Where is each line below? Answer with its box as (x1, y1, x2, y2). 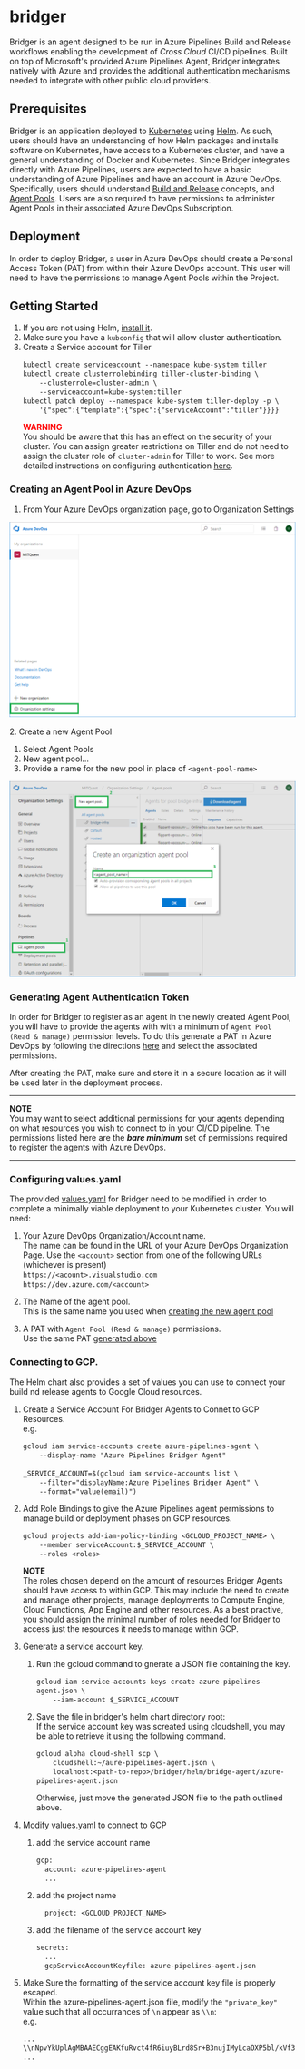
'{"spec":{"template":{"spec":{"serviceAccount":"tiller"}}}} (39, 406, 280, 415)
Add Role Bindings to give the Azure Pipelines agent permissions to (22, 1503, 275, 1514)
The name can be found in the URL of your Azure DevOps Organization (22, 1240, 289, 1251)
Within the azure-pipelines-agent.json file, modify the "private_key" (22, 1996, 279, 2007)
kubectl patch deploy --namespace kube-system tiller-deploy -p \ (22, 397, 280, 406)
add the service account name (35, 1837, 151, 1848)
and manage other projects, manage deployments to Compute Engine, (22, 1594, 286, 1605)
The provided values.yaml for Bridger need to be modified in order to (9, 1193, 267, 1204)
